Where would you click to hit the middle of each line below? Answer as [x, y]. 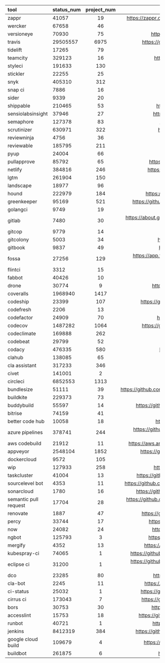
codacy [16, 349]
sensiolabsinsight [28, 114]
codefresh [19, 310]
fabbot [15, 278]
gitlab [14, 221]
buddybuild [21, 405]
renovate [18, 513]
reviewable [20, 146]
